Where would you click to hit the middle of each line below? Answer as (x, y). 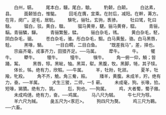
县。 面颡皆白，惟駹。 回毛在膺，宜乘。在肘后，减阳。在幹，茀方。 (83, 13)
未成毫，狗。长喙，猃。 (138, 82)
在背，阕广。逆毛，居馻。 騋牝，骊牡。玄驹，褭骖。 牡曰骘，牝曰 (81, 20)
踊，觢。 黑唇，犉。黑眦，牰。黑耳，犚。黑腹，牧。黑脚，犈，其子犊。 (82, 63)
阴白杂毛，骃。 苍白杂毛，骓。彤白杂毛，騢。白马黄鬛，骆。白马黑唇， (82, 38)
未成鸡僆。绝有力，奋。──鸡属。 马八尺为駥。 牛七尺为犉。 (84, 95)
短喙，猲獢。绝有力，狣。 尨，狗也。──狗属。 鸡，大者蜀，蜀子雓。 (84, 88)
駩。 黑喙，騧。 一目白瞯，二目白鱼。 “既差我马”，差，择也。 (81, 45)
